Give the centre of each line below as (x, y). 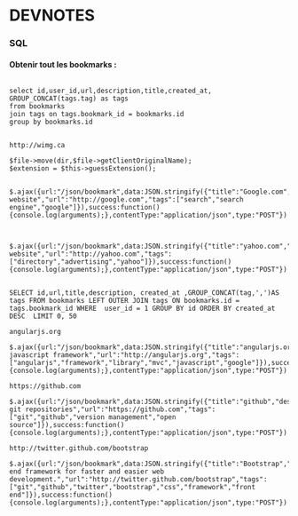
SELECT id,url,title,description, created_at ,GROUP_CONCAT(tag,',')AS (144, 293)
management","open (142, 417)
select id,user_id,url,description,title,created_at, (111, 91)
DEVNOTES (52, 16)
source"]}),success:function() (67, 425)
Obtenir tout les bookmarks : (63, 64)
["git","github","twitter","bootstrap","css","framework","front (132, 488)
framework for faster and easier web (95, 472)
